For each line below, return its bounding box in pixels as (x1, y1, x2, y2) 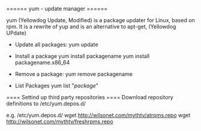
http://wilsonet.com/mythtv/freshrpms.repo (6, 118, 113, 125)
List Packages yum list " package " (14, 82, 99, 89)
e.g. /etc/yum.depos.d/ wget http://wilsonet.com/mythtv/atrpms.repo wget (6, 112, 191, 118)
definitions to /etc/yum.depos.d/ (6, 100, 86, 107)
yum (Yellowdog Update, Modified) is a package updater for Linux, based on (6, 17, 195, 23)
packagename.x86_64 (14, 59, 70, 66)
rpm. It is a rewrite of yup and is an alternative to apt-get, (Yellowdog (6, 23, 176, 30)
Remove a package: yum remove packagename (14, 71, 133, 77)
